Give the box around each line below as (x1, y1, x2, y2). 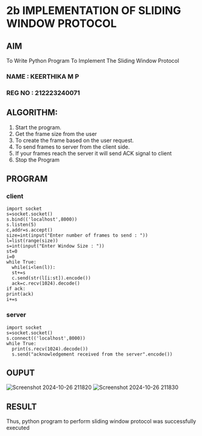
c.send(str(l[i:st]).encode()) (12, 275, 91, 281)
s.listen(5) (6, 222, 37, 228)
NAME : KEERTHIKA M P (6, 72, 79, 80)
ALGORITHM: (6, 107, 58, 118)
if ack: (6, 286, 26, 292)
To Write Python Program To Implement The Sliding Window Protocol (6, 57, 179, 64)
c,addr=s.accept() (6, 227, 53, 234)
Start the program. (15, 123, 62, 131)
